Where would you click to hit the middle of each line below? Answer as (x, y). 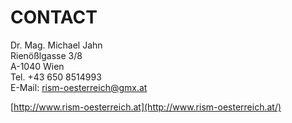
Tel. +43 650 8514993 (56, 77)
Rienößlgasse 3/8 (46, 55)
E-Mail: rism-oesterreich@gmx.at (79, 87)
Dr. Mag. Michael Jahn (56, 45)
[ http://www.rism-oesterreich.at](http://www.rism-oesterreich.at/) (146, 107)
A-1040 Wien (37, 66)
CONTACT (54, 17)
